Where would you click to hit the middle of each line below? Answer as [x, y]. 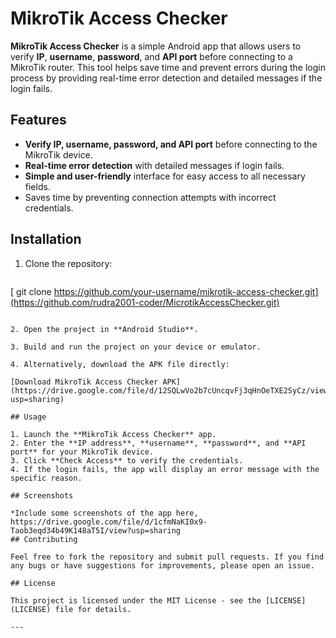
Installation [46, 239]
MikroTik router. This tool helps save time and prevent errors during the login [168, 67]
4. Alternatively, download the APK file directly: [120, 364]
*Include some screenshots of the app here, [104, 513]
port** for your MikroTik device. [82, 452]
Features [38, 120]
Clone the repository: [68, 263]
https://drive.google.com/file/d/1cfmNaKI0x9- [109, 522]
